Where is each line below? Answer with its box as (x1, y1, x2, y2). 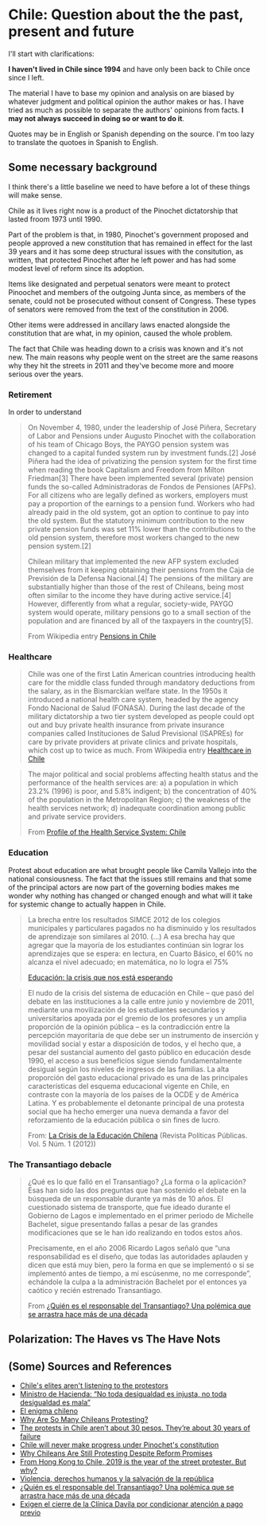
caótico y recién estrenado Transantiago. (27, 1285, 163, 1295)
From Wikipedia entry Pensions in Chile (27, 631, 157, 641)
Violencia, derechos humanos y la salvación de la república (19, 1474, 215, 1484)
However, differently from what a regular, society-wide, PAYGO (27, 599, 234, 609)
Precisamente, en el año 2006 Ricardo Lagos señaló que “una (27, 1243, 230, 1252)
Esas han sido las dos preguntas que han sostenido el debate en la (27, 1185, 247, 1195)
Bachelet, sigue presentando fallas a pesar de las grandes (27, 1219, 219, 1228)
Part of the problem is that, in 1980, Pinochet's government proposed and (8, 230, 249, 239)
